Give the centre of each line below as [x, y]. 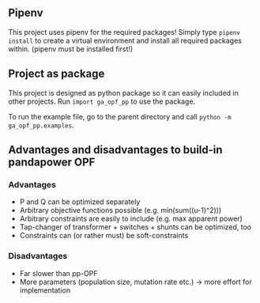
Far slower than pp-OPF [58, 273]
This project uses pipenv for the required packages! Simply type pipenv [124, 32]
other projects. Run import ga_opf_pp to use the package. [102, 101]
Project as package [57, 74]
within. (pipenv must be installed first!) [71, 49]
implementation [45, 290]
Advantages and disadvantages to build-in [115, 150]
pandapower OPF [52, 163]
